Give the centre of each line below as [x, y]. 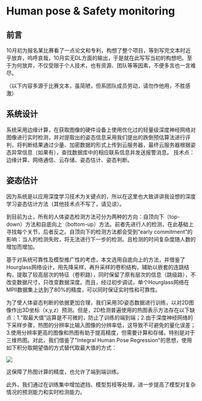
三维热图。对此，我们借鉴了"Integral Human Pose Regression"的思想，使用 [99, 340]
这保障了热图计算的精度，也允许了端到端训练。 [64, 371]
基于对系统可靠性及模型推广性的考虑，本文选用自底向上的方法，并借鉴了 [96, 260]
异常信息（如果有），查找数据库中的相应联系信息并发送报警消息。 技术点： [103, 152]
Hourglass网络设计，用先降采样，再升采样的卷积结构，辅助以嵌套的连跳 [95, 267]
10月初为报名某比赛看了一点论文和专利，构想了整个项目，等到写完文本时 [96, 50]
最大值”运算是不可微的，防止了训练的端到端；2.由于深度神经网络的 [111, 317]
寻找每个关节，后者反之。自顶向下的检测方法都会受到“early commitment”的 [99, 232]
